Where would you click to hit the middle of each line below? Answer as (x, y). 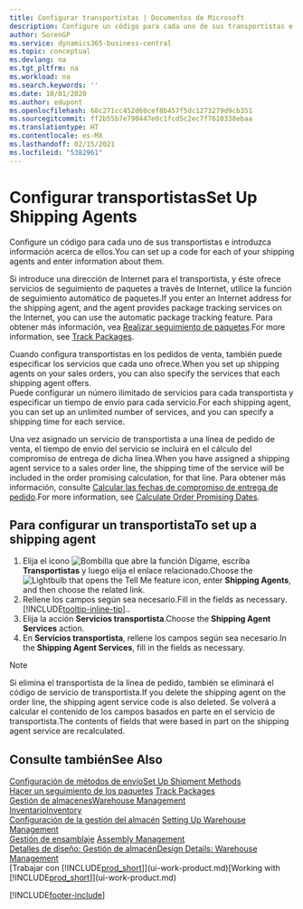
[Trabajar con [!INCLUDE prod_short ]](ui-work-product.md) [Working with (145, 868)
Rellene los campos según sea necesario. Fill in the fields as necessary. (155, 600)
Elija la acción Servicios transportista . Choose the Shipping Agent (147, 619)
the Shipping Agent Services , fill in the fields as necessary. (134, 648)
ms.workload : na (40, 77)
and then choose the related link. (84, 590)
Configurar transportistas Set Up (133, 197)
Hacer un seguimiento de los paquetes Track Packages (112, 791)
